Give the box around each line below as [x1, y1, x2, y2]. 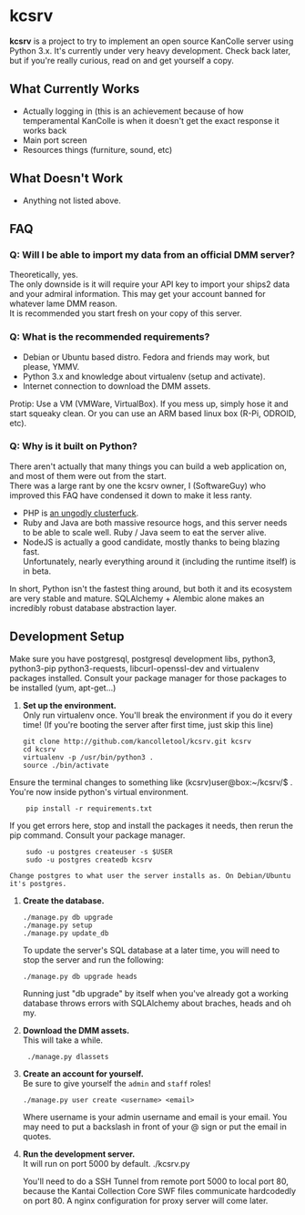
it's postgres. [9, 879, 67, 888]
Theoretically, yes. [9, 270, 79, 281]
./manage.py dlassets [26, 1052, 109, 1061]
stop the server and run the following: [22, 954, 164, 965]
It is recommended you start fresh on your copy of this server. [9, 308, 242, 319]
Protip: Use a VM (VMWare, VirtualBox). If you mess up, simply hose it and [9, 398, 289, 409]
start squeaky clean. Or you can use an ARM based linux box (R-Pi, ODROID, [9, 407, 297, 419]
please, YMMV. [22, 361, 80, 372]
